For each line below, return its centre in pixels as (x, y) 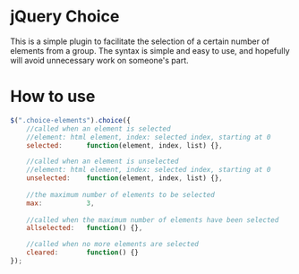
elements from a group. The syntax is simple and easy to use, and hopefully (150, 50)
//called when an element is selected (98, 128)
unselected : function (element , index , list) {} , (124, 178)
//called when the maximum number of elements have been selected (153, 220)
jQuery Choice (65, 17)
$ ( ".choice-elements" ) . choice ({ (70, 120)
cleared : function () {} (83, 253)
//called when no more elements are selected (113, 244)
